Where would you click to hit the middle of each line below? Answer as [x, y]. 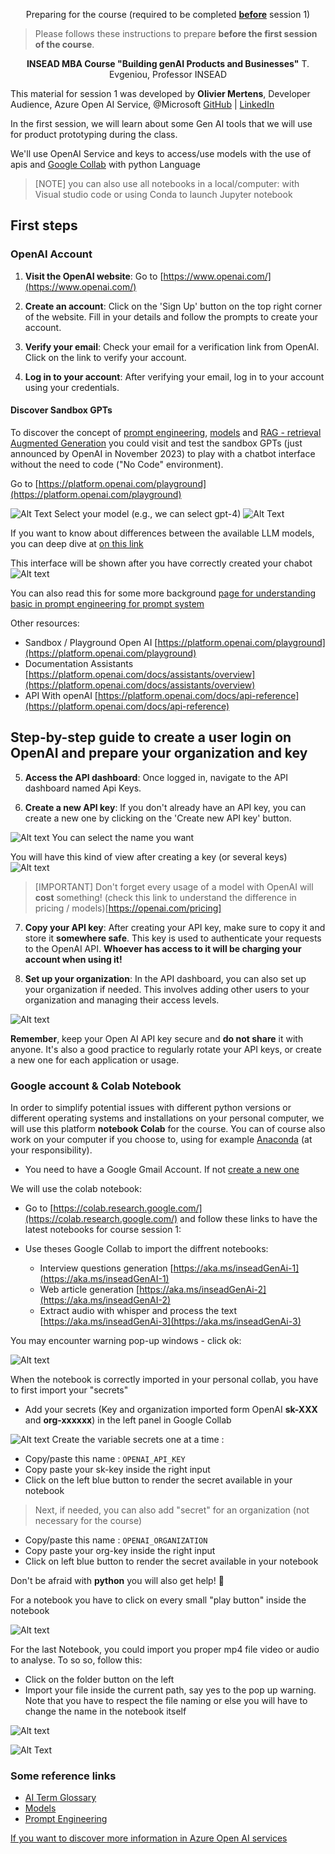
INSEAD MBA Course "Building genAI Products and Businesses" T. [168, 63]
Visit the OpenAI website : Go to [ [94, 276]
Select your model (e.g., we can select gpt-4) [148, 513]
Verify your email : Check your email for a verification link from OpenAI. [172, 346]
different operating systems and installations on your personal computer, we [167, 1118]
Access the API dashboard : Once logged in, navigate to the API [156, 777]
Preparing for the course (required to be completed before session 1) [168, 14]
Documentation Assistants [79, 663]
